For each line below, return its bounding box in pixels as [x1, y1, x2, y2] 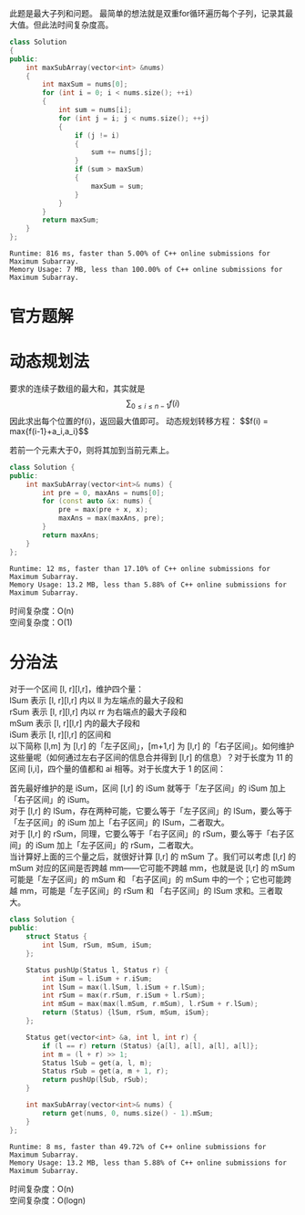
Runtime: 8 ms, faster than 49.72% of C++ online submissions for [9, 1142, 267, 1151]
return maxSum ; [42, 215, 100, 225]
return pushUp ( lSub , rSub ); [42, 1075, 148, 1085]
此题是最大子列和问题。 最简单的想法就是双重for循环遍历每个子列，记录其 [9, 8, 286, 18]
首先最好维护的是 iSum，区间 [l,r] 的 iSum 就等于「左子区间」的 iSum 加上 [9, 783, 287, 794]
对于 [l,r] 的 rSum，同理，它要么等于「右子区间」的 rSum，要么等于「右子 [9, 828, 287, 839]
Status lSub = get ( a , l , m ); [42, 1058, 153, 1067]
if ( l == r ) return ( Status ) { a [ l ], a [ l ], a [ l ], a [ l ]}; [42, 1041, 259, 1051]
